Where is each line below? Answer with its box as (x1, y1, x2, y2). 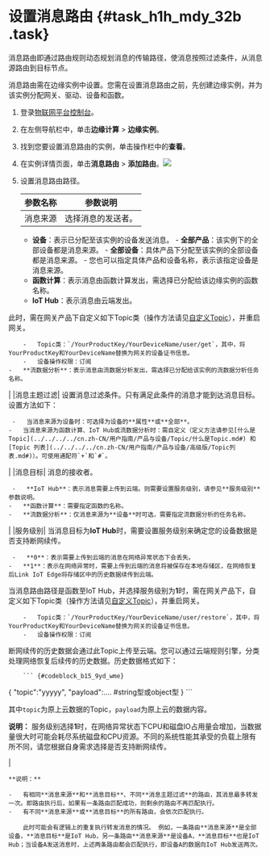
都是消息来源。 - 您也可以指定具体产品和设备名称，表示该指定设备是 (31, 255, 259, 265)
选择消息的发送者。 (64, 212, 138, 224)
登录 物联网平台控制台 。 (19, 107, 98, 117)
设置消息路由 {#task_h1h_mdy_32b (8, 7, 242, 26)
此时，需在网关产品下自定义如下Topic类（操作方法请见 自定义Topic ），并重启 (8, 313, 260, 322)
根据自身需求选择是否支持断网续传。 (50, 741, 171, 751)
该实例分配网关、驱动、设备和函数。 (8, 90, 129, 99)
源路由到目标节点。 (8, 62, 73, 73)
